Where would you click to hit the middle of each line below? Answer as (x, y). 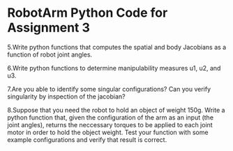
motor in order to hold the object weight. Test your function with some (108, 132)
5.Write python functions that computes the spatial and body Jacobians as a (117, 47)
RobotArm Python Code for (88, 13)
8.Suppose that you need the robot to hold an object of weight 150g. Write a (116, 110)
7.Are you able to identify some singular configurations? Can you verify (109, 89)
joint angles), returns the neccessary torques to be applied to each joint (110, 124)
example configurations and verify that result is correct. (87, 139)
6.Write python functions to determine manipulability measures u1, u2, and (114, 68)
